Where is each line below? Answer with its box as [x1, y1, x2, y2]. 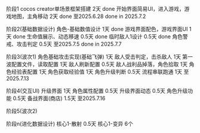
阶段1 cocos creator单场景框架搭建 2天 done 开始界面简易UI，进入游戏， [6, 5, 184, 12]
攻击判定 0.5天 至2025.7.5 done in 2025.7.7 [16, 41, 122, 47]
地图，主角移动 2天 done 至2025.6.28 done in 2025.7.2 [11, 13, 146, 20]
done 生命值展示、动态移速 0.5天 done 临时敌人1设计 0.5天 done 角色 [13, 33, 183, 40]
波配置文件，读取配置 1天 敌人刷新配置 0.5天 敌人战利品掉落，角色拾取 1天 [6, 61, 188, 68]
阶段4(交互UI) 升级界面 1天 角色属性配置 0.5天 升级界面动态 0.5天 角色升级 [6, 87, 188, 94]
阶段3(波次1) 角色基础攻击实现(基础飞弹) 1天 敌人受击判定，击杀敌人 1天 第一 [6, 53, 193, 60]
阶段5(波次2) [6, 107, 38, 114]
